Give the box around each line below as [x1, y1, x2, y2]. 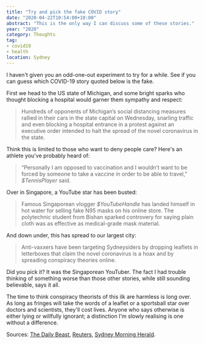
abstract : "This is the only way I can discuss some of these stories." [6, 20, 195, 26]
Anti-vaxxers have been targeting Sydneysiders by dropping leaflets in [21, 243, 199, 251]
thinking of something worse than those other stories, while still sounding [6, 274, 191, 282]
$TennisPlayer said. [21, 176, 71, 184]
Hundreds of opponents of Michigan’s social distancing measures [21, 107, 186, 115]
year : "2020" [6, 26, 40, 32]
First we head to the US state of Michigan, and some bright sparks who [6, 89, 185, 96]
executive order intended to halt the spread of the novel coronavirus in [21, 127, 199, 134]
